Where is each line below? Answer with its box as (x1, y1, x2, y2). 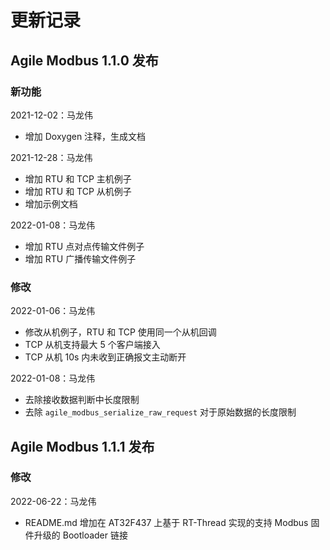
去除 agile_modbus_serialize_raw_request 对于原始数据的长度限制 (24, 406, 297, 418)
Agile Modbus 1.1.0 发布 (10, 52, 159, 69)
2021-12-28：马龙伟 (10, 151, 93, 163)
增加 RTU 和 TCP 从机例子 (24, 185, 132, 197)
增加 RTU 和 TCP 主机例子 (24, 172, 132, 185)
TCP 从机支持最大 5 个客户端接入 (24, 339, 161, 351)
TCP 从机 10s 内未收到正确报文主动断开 (24, 351, 187, 363)
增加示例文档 (24, 197, 78, 210)
